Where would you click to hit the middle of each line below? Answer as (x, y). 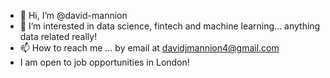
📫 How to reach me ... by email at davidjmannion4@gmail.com (149, 48)
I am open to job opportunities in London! (104, 62)
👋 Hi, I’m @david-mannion (73, 15)
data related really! (58, 36)
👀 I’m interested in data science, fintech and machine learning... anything (170, 26)
